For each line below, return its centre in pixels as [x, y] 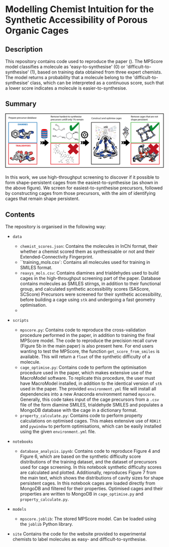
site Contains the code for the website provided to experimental [79, 534]
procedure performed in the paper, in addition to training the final [87, 335]
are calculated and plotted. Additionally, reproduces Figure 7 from [88, 472]
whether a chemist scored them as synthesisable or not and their [87, 252]
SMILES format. [36, 267]
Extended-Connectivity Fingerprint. [57, 257]
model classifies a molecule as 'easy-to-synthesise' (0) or [65, 67]
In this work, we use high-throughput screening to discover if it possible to [82, 177]
